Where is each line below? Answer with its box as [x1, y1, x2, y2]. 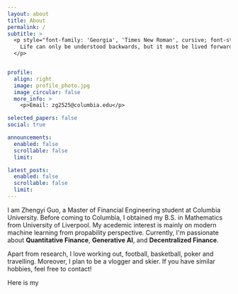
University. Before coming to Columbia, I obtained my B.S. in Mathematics [7, 213, 223, 222]
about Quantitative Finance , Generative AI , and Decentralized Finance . [7, 235, 219, 244]
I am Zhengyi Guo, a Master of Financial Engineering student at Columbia [7, 205, 221, 214]
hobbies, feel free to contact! [7, 264, 92, 273]
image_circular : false [13, 89, 81, 96]
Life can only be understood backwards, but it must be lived [20, 43, 208, 50]
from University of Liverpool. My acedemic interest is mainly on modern [7, 220, 217, 229]
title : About [7, 17, 46, 24]
